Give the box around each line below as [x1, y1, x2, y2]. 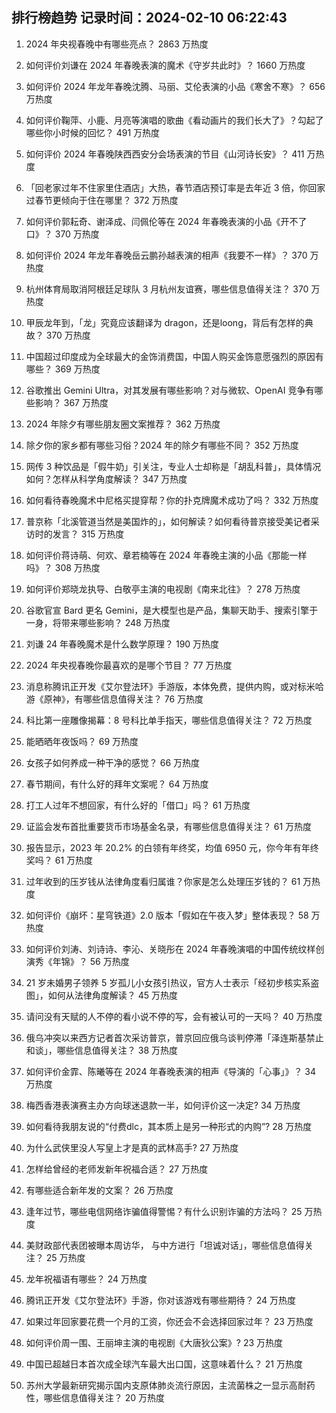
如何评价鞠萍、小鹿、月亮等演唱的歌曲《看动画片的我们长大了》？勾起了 [25, 114, 324, 126]
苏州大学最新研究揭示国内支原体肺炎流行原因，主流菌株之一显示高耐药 [25, 1379, 316, 1391]
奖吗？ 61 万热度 [25, 854, 94, 866]
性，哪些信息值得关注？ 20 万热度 [25, 1391, 166, 1403]
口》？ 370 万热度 [25, 228, 100, 240]
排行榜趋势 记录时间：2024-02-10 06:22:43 [11, 9, 288, 27]
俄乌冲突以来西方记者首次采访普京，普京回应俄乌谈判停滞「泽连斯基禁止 [25, 1031, 324, 1043]
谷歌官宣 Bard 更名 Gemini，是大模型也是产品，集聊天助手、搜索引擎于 [25, 604, 319, 616]
